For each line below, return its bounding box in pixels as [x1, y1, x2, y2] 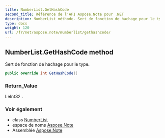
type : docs [5, 21, 27, 26]
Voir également [5, 106, 43, 112]
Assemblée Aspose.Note [12, 127, 63, 133]
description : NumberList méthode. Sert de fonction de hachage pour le [5, 16, 155, 21]
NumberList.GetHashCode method [5, 48, 114, 56]
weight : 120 [5, 26, 29, 30]
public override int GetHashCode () [5, 71, 78, 76]
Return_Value [5, 82, 38, 89]
